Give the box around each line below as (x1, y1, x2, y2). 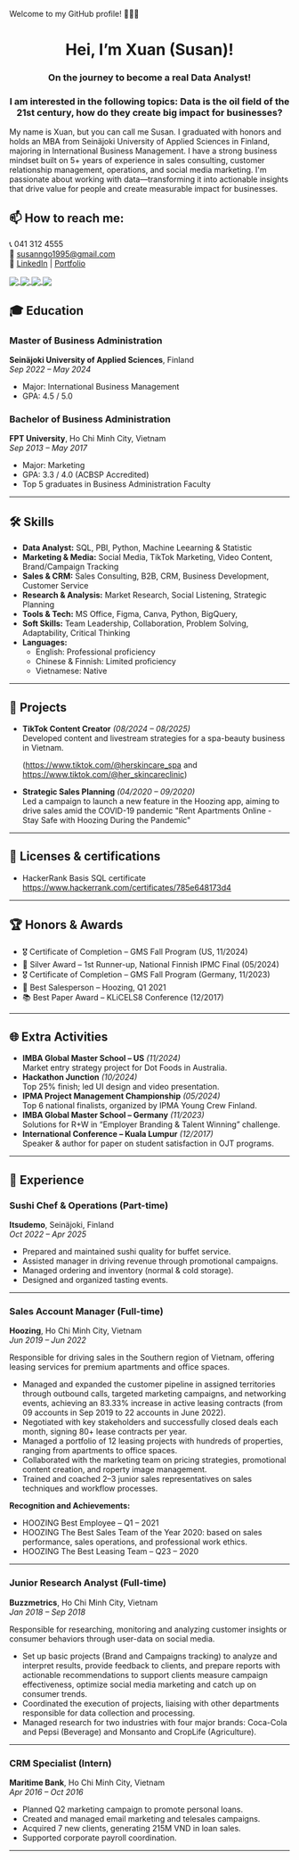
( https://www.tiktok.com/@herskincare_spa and (21, 760, 198, 770)
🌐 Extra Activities (9, 1030, 109, 1045)
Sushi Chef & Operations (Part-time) (9, 1199, 169, 1212)
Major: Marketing (21, 460, 85, 471)
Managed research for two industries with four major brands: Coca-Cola (21, 1716, 287, 1727)
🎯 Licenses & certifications (9, 849, 161, 864)
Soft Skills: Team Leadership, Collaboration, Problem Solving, (21, 618, 249, 629)
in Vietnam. (21, 743, 64, 753)
